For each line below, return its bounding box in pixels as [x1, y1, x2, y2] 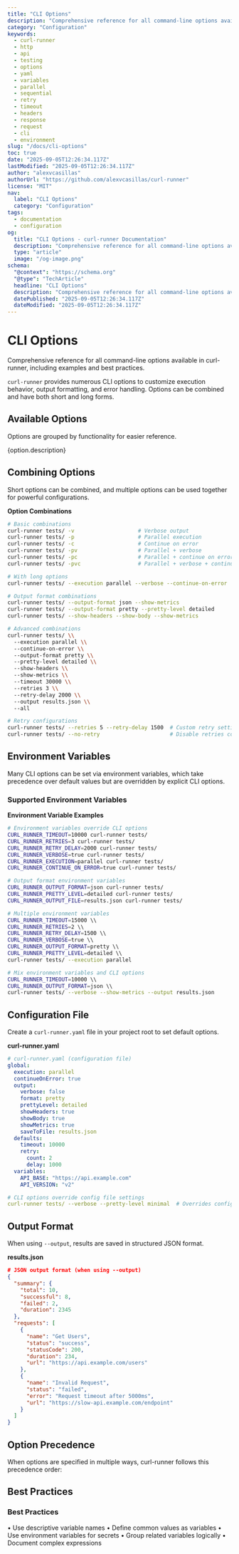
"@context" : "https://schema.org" [14, 268, 116, 276]
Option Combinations [7, 506, 73, 515]
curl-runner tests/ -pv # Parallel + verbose [7, 547, 202, 554]
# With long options [7, 573, 69, 580]
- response [14, 116, 46, 123]
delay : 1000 [26, 1162, 62, 1169]
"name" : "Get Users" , [26, 1333, 91, 1340]
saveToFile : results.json [20, 1128, 97, 1135]
